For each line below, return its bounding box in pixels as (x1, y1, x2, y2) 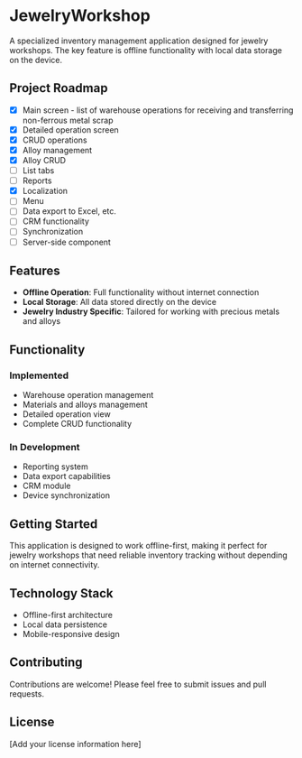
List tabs (22, 165, 55, 176)
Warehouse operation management (22, 390, 154, 401)
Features (9, 263, 60, 278)
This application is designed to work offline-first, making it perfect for (9, 541, 268, 551)
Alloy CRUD (22, 155, 66, 165)
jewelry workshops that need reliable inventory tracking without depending (9, 550, 288, 560)
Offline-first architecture (22, 609, 113, 620)
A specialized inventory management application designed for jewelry (9, 35, 269, 46)
